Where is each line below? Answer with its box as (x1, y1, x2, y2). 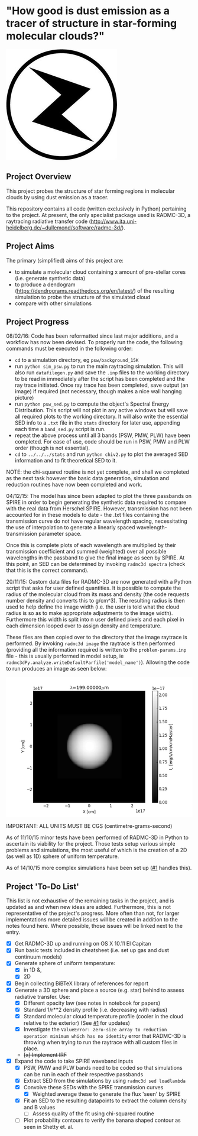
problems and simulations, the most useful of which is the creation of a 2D (6, 847, 187, 854)
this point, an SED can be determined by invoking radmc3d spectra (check (6, 561, 186, 568)
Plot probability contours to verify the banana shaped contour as (23, 1116, 181, 1124)
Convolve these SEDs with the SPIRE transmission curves (23, 1084, 164, 1091)
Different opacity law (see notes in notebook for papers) (23, 999, 161, 1006)
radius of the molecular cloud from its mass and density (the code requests (6, 591, 190, 598)
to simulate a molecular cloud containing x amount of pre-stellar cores (14, 268, 186, 276)
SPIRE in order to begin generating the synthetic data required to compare (6, 499, 187, 506)
